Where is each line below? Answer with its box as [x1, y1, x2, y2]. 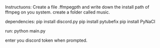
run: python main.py [5, 28, 46, 33]
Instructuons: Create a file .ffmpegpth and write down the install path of [5, 4, 150, 10]
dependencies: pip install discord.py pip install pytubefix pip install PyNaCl [5, 19, 156, 24]
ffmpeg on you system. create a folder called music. [5, 9, 110, 15]
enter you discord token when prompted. [5, 37, 88, 43]
